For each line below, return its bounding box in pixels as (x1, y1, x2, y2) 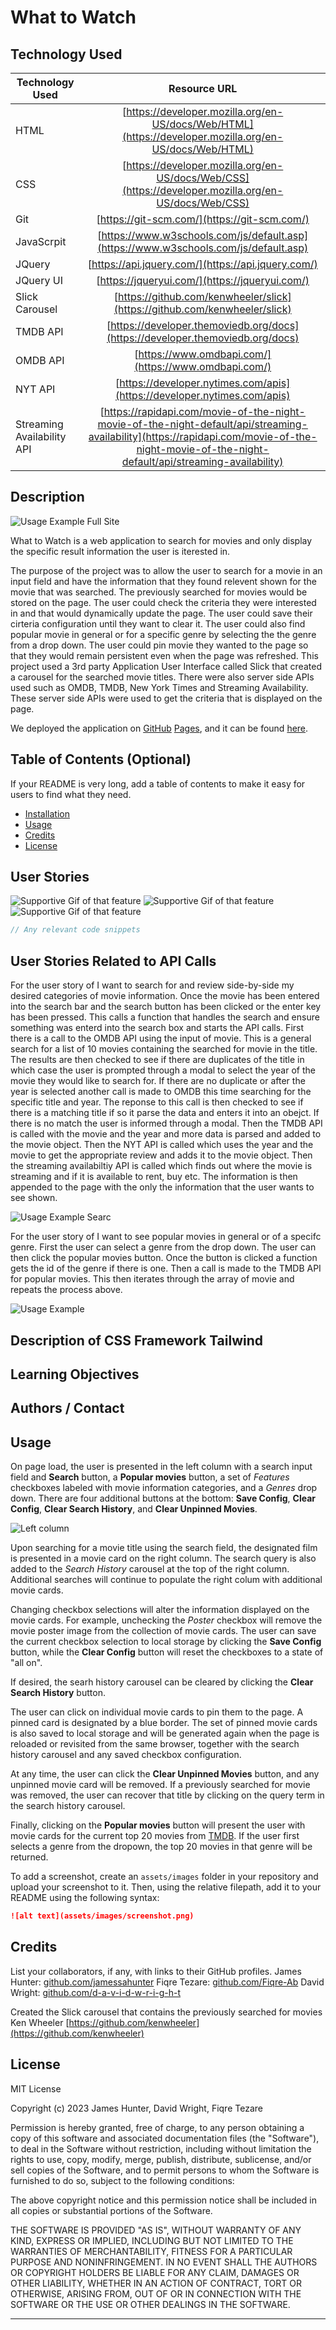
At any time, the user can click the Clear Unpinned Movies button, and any (10, 1768, 320, 1780)
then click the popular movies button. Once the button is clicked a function (10, 1252, 318, 1264)
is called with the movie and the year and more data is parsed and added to (10, 1128, 322, 1140)
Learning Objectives (10, 1366, 140, 1383)
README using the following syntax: (10, 1892, 160, 1904)
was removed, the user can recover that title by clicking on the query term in (10, 1789, 325, 1801)
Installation (24, 807, 71, 820)
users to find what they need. (10, 788, 132, 800)
